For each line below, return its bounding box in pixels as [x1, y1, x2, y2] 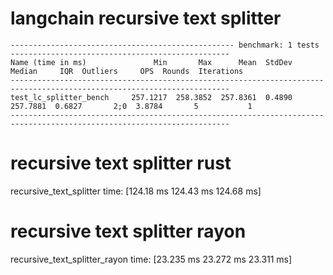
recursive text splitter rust [10, 152, 232, 175]
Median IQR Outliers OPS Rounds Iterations [10, 66, 244, 76]
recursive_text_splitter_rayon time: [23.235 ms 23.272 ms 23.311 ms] [10, 253, 293, 265]
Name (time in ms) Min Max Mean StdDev [10, 57, 293, 67]
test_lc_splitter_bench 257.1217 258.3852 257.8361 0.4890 [10, 92, 293, 102]
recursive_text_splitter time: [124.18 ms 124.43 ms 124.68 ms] [10, 185, 262, 197]
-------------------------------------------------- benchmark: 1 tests [10, 40, 320, 50]
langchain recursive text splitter [10, 7, 282, 30]
